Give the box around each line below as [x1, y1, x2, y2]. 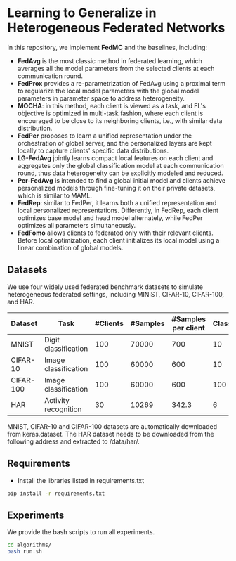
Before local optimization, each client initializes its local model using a [17, 236, 220, 244]
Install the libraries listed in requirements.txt [17, 476, 145, 484]
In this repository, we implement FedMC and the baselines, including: [7, 43, 208, 51]
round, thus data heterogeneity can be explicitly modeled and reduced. [17, 169, 223, 177]
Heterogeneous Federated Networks [7, 20, 225, 36]
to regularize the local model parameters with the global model [17, 86, 199, 95]
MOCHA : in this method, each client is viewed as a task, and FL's [17, 101, 206, 110]
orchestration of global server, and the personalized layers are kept [17, 138, 212, 147]
